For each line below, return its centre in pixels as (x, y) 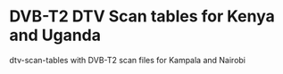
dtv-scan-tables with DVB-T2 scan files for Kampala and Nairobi (128, 60)
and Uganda (55, 35)
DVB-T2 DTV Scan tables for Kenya (142, 16)
